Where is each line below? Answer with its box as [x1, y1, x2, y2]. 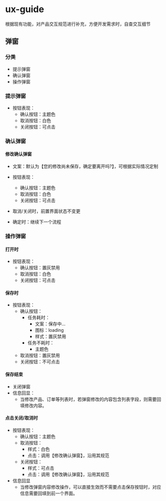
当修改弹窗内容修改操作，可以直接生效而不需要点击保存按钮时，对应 [20, 484, 161, 490]
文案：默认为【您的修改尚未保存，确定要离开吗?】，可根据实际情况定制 [12, 163, 158, 170]
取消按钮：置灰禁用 [20, 353, 60, 359]
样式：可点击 [27, 465, 54, 471]
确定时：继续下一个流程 [12, 219, 61, 225]
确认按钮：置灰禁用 [20, 265, 60, 271]
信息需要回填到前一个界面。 [20, 490, 78, 496]
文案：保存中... [35, 321, 66, 327]
